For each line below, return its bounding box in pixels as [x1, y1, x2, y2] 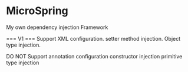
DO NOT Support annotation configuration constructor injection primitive [6, 53, 183, 60]
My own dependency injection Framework [6, 24, 108, 31]
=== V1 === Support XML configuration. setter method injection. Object [6, 35, 181, 42]
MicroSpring [6, 4, 69, 18]
